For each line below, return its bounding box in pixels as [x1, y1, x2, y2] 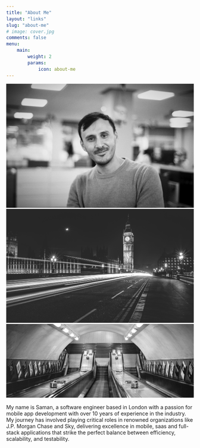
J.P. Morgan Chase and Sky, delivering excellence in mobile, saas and [6, 422, 177, 430]
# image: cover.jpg [6, 29, 55, 35]
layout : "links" [6, 15, 46, 22]
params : [27, 60, 46, 66]
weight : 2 [27, 54, 52, 60]
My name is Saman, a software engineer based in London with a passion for [6, 403, 192, 410]
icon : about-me [37, 66, 76, 72]
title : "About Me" [6, 10, 52, 15]
